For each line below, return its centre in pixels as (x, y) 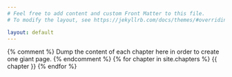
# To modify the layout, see (49, 20)
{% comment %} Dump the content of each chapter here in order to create (113, 52)
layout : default (30, 32)
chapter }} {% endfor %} (42, 67)
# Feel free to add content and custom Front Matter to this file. (106, 13)
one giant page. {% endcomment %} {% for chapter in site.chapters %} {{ (112, 59)
